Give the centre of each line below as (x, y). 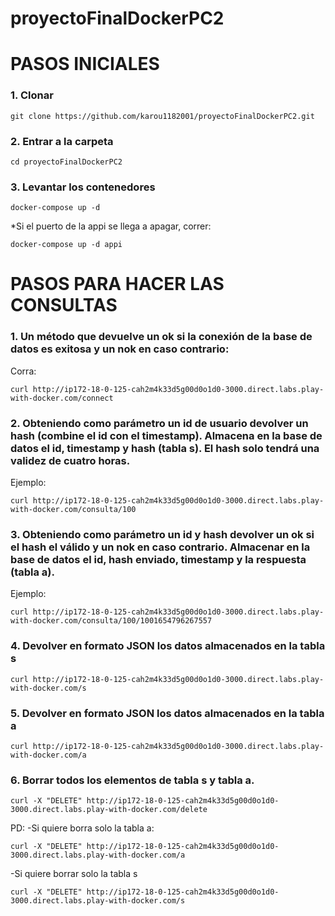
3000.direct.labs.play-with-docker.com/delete (109, 810)
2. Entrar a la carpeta (62, 141)
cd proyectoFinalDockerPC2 (66, 162)
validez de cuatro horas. (70, 460)
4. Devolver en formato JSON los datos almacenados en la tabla (168, 646)
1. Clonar (32, 95)
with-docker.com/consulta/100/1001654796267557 (111, 621)
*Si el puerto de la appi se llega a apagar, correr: (111, 226)
